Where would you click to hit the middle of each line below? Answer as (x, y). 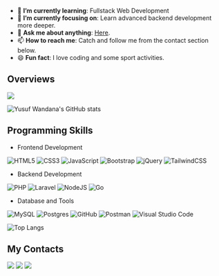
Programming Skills (50, 131)
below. (27, 50)
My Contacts (36, 249)
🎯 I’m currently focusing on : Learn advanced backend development (114, 18)
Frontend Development (50, 147)
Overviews (31, 79)
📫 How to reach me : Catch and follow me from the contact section (113, 40)
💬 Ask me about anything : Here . (64, 32)
